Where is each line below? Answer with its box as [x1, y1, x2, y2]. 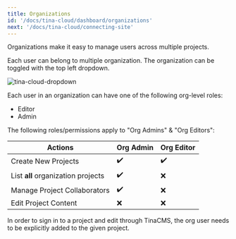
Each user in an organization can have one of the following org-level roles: [7, 91, 223, 99]
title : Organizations [7, 10, 71, 18]
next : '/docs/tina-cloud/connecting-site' [7, 23, 134, 30]
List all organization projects [11, 171, 104, 180]
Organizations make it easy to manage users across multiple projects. [7, 43, 210, 51]
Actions [46, 142, 74, 152]
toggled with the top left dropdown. [7, 64, 110, 73]
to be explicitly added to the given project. [7, 223, 130, 233]
